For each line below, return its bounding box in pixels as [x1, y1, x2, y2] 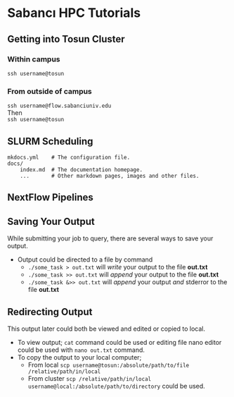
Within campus [7, 54, 60, 64]
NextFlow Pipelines [7, 192, 93, 204]
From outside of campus [7, 86, 93, 96]
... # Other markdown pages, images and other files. [20, 172, 200, 179]
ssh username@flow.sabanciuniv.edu [7, 102, 112, 110]
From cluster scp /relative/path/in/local [27, 374, 152, 382]
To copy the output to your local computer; [17, 353, 142, 361]
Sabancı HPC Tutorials [7, 5, 141, 21]
